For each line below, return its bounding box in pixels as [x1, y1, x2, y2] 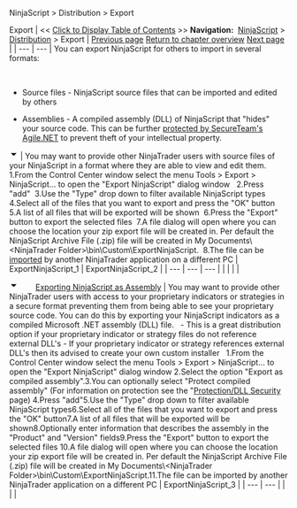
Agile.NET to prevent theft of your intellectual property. [21, 133, 223, 142]
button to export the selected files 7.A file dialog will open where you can [9, 217, 277, 227]
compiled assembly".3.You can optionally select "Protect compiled [9, 376, 251, 386]
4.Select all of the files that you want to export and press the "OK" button [9, 198, 276, 208]
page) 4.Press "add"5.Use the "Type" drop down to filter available [9, 395, 249, 405]
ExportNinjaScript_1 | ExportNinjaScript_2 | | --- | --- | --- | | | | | [9, 264, 240, 273]
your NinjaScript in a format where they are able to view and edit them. [9, 160, 267, 171]
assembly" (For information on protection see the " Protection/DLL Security [9, 385, 281, 396]
